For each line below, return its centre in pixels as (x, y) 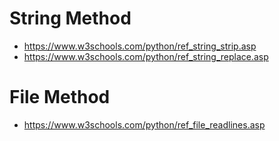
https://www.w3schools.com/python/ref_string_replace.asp (146, 56)
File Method (60, 97)
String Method (70, 18)
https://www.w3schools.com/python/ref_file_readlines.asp (144, 124)
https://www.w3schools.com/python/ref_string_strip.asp (140, 46)
